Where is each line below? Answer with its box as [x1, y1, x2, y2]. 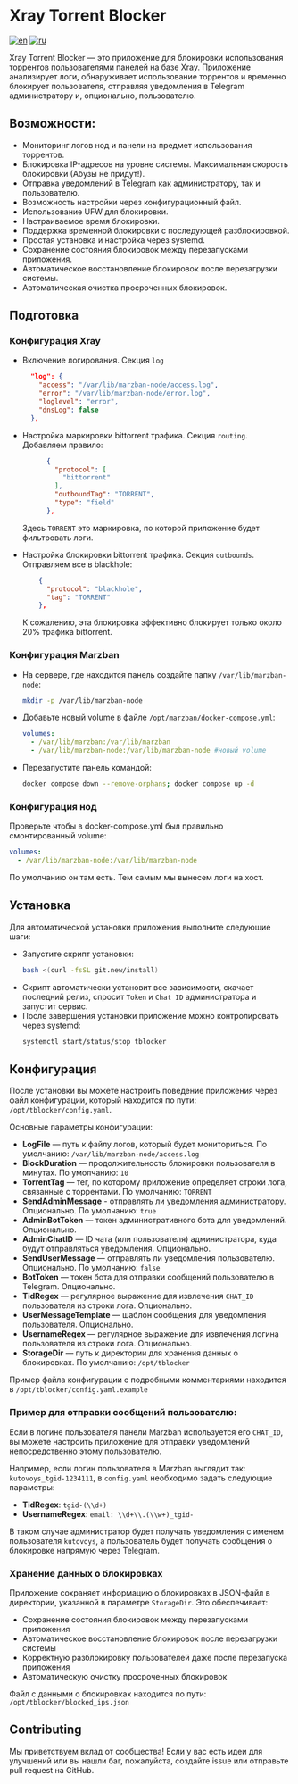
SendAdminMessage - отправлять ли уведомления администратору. [21, 1196, 286, 1206]
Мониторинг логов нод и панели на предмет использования [21, 139, 252, 150]
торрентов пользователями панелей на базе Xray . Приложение [9, 62, 252, 72]
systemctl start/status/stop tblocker [21, 1037, 167, 1046]
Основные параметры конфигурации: [9, 1121, 153, 1132]
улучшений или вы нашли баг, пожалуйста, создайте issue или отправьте [9, 1755, 289, 1766]
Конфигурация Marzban [9, 649, 120, 662]
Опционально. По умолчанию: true [21, 1205, 157, 1216]
